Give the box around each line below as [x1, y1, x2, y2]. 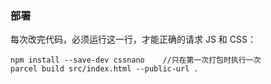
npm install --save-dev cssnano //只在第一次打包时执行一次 [10, 55, 262, 66]
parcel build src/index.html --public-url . [10, 64, 199, 74]
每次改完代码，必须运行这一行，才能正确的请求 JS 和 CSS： [10, 33, 257, 46]
